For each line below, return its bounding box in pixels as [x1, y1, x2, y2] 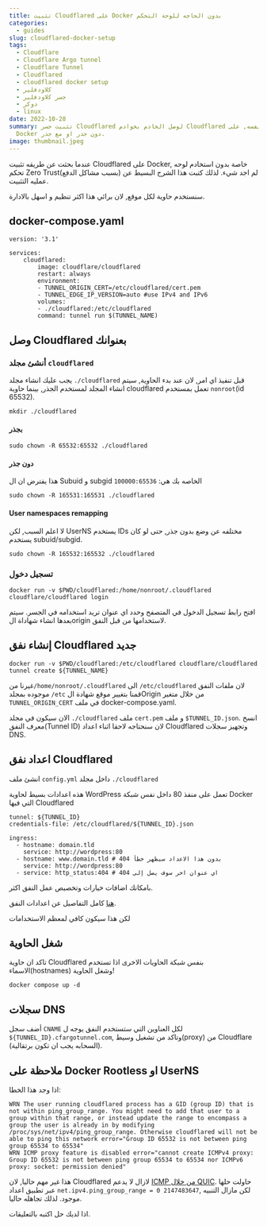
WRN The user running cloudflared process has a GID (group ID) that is [9, 1100, 254, 1108]
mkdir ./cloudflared [9, 408, 78, 416]
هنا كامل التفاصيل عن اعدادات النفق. [9, 898, 117, 907]
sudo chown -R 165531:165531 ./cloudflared [9, 492, 155, 500]
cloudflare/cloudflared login [9, 593, 109, 601]
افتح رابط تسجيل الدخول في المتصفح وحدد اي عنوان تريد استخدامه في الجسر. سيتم [9, 607, 256, 617]
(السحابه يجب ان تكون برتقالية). [9, 1041, 103, 1050]
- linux [16, 108, 42, 116]
